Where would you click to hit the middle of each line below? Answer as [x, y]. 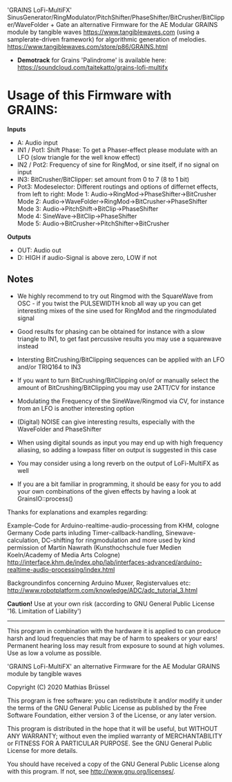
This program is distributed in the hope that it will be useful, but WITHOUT [113, 728]
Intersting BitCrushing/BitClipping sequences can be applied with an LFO [121, 360]
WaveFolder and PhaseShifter [59, 429]
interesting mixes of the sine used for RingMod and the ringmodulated [117, 310]
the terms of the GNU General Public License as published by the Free [107, 707]
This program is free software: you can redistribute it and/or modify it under [115, 700]
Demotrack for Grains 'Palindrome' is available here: [92, 60]
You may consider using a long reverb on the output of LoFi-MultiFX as [118, 463]
